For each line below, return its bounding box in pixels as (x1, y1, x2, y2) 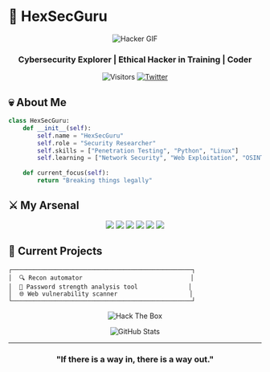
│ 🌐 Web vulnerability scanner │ (8, 289, 194, 298)
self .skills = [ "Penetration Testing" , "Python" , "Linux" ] (37, 146, 239, 155)
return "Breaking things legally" (37, 177, 153, 185)
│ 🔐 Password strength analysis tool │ (8, 283, 193, 291)
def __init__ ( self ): (22, 124, 92, 132)
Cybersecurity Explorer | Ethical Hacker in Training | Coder (18, 54, 252, 65)
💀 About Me (8, 96, 67, 109)
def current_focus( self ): (22, 169, 110, 178)
